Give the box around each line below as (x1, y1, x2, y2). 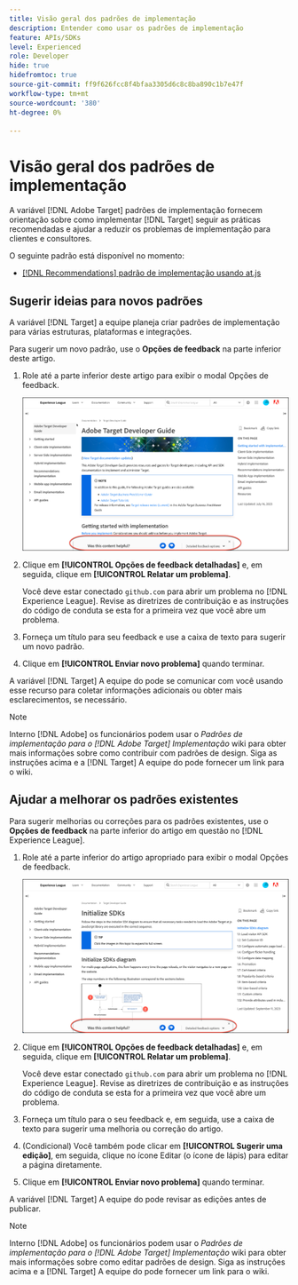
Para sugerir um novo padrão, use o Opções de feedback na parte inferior (9, 344, 282, 354)
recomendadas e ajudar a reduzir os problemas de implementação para (9, 224, 271, 234)
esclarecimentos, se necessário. (9, 694, 128, 705)
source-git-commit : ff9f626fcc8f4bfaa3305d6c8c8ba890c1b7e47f (9, 80, 244, 89)
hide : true (9, 61, 50, 70)
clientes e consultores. (9, 234, 92, 244)
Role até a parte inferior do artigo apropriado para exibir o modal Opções (21, 852, 289, 862)
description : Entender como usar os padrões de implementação (9, 23, 244, 33)
